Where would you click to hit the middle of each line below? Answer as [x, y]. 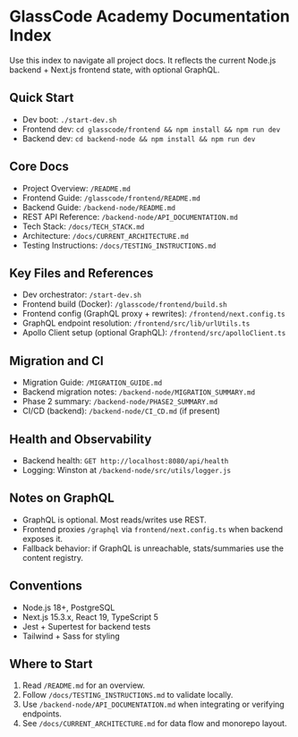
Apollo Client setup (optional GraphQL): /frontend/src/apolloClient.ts [154, 333]
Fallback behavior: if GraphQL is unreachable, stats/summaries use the [153, 548]
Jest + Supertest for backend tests [86, 626]
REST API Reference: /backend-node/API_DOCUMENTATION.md [130, 216]
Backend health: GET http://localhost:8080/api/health [125, 461]
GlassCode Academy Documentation [150, 17]
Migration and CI [57, 361]
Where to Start [51, 664]
